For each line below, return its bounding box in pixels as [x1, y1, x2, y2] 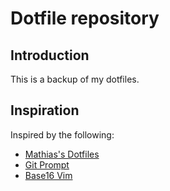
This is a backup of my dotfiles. [10, 73, 140, 85]
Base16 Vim [24, 169, 73, 181]
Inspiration [10, 102, 80, 119]
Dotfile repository [10, 7, 160, 30]
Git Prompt [24, 158, 70, 171]
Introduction [10, 47, 90, 64]
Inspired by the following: [10, 128, 115, 141]
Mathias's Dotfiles [24, 148, 100, 160]
